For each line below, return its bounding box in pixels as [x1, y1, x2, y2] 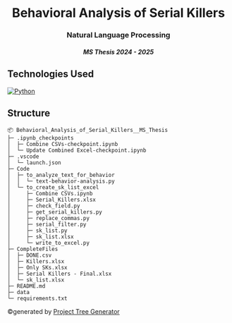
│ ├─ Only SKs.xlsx [7, 264, 68, 272]
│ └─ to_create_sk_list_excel [7, 184, 99, 191]
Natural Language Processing [66, 30, 171, 40]
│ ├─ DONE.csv [7, 252, 52, 259]
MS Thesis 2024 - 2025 [83, 47, 154, 56]
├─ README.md [7, 283, 46, 290]
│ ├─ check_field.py [7, 202, 80, 209]
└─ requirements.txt [7, 295, 68, 303]
